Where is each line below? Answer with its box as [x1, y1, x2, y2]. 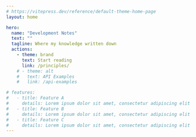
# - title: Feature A [6, 95, 65, 101]
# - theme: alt [16, 68, 54, 74]
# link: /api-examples [16, 79, 77, 85]
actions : [11, 46, 33, 53]
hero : [6, 25, 19, 30]
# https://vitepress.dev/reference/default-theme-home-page [6, 8, 157, 15]
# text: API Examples [16, 74, 75, 80]
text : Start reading [21, 57, 72, 63]
